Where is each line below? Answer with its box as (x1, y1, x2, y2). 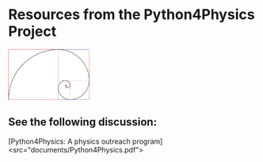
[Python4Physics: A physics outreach (8, 137, 131, 146)
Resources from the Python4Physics (8, 6, 255, 24)
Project (8, 22, 57, 40)
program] (131, 137, 163, 146)
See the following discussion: (8, 115, 157, 129)
